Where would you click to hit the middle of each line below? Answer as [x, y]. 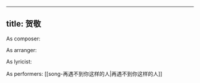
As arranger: [21, 50]
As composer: [23, 39]
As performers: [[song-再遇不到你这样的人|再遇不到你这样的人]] [84, 74]
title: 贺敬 [24, 24]
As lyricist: [19, 61]
